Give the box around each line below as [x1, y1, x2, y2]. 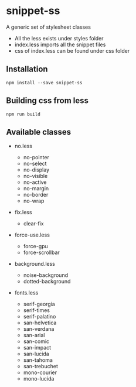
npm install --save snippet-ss [6, 80, 83, 85]
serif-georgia [23, 300, 56, 308]
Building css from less [6, 95, 89, 106]
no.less [14, 142, 32, 150]
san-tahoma [23, 357, 53, 364]
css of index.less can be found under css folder [14, 47, 130, 54]
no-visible [23, 173, 48, 180]
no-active [23, 179, 47, 186]
